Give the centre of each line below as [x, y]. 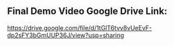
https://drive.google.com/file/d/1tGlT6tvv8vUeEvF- [80, 27]
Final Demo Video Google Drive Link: [87, 11]
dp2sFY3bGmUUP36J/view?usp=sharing [66, 35]
